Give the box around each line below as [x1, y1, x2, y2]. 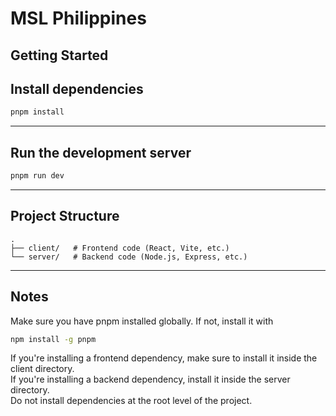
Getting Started [10, 47, 109, 64]
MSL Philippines [10, 7, 147, 30]
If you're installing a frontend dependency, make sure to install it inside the [10, 352, 318, 364]
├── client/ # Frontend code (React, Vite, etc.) [10, 243, 230, 253]
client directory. [10, 363, 75, 375]
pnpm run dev [10, 171, 65, 181]
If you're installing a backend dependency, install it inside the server [10, 373, 291, 386]
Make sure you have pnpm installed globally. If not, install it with [10, 315, 274, 327]
